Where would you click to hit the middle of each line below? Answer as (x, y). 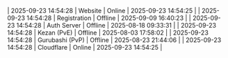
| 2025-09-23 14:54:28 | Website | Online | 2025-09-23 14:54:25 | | (104, 11)
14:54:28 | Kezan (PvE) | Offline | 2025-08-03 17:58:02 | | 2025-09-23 (108, 32)
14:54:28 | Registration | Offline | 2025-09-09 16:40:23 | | (109, 18)
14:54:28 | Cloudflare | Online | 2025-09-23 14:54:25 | (85, 47)
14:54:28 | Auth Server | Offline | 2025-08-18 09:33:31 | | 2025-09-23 (116, 25)
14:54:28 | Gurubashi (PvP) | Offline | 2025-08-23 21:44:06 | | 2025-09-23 (114, 40)
